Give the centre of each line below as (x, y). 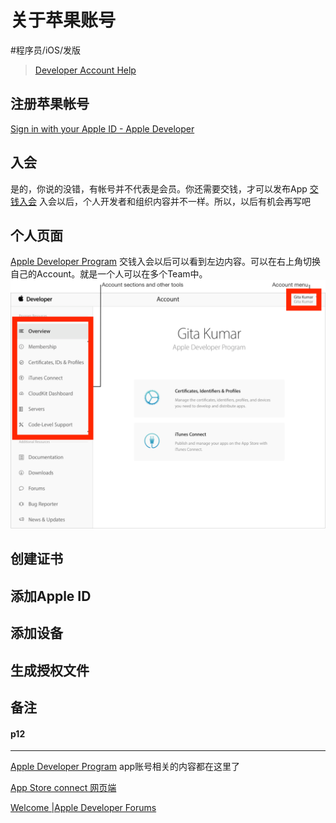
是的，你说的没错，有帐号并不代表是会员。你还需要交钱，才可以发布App (159, 188)
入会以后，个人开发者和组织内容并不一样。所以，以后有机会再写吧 (174, 201)
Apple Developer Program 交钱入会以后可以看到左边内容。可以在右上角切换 (166, 262)
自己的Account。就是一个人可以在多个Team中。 (109, 274)
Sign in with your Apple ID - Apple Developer (102, 128)
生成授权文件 (50, 670)
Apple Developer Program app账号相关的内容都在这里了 (125, 767)
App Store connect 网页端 (63, 788)
